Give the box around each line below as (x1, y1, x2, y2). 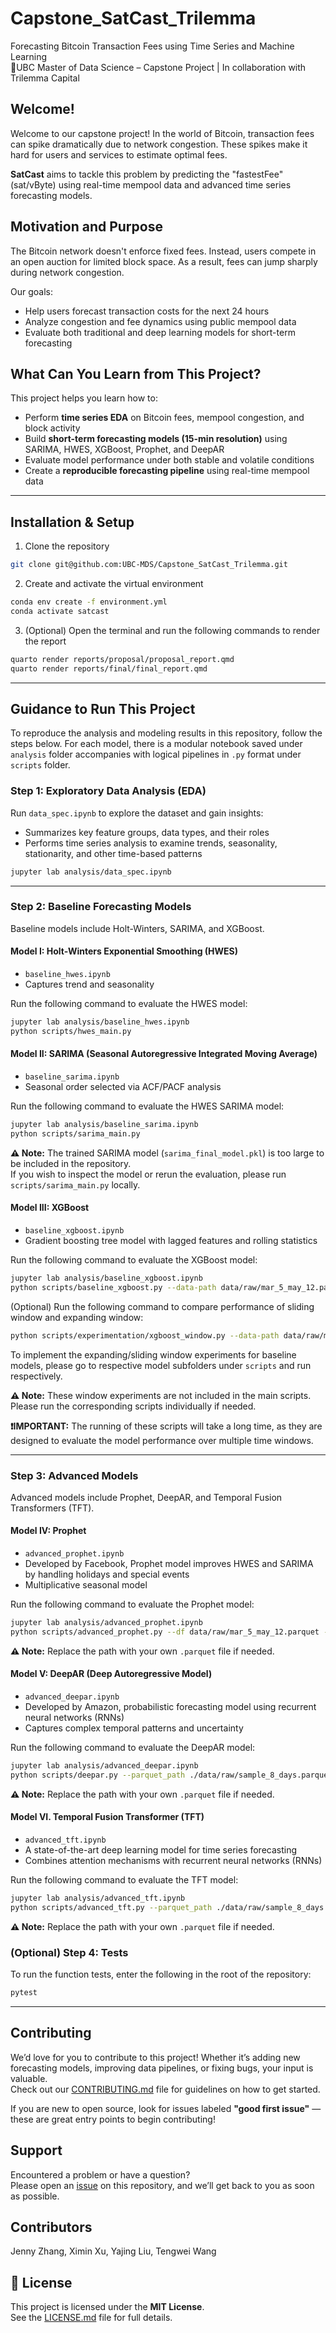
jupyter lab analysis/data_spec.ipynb (10, 867, 172, 877)
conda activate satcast (10, 606, 110, 616)
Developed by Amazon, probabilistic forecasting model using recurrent (24, 1701, 317, 1713)
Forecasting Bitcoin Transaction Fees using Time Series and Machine (10, 40, 295, 52)
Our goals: (10, 285, 53, 297)
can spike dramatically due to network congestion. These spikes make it (10, 138, 308, 150)
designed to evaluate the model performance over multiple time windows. (10, 1434, 314, 1446)
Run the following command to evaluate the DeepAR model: (10, 1742, 256, 1754)
